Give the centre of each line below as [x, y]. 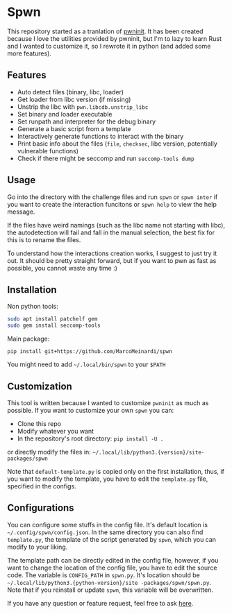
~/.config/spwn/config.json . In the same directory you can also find [105, 532]
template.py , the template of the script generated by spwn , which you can [112, 539]
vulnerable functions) [48, 151]
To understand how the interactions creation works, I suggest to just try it [112, 253]
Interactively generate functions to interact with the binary [100, 136]
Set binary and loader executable [65, 114]
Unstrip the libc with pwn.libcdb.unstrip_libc [83, 106]
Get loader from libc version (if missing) [74, 99]
